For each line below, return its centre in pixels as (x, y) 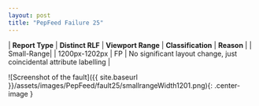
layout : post (30, 15)
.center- (228, 85)
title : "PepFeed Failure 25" (56, 23)
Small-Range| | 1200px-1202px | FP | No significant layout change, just (123, 53)
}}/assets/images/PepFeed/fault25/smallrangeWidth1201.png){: (111, 85)
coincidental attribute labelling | (59, 62)
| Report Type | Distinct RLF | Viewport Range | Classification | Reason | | (130, 45)
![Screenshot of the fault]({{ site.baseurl (73, 77)
